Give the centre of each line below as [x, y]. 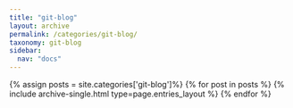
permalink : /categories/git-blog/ [74, 34]
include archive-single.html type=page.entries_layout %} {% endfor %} [140, 94]
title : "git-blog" [43, 17]
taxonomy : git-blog [46, 42]
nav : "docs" [40, 59]
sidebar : [25, 51]
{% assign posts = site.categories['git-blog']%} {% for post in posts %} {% [147, 84]
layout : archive [39, 26]
